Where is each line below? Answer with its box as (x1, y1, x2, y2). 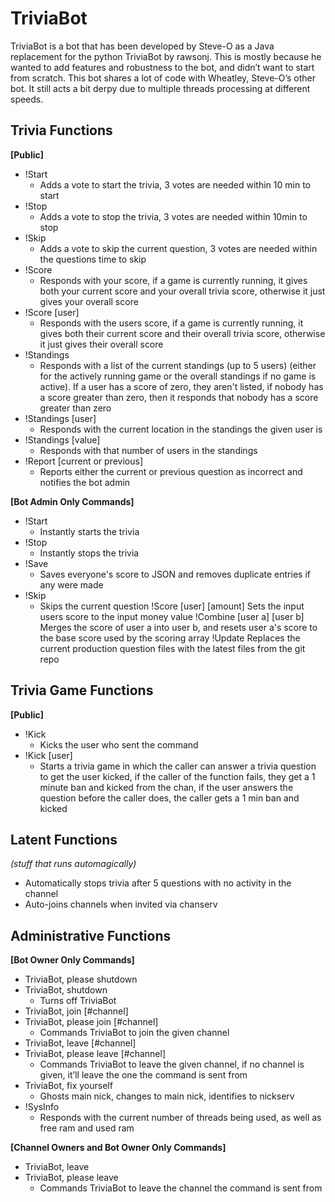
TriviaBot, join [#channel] (24, 1005, 129, 1017)
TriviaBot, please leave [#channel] (24, 1048, 167, 1060)
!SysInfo (24, 1101, 60, 1113)
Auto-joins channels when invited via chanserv (24, 898, 218, 911)
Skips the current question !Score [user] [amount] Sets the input (39, 600, 305, 612)
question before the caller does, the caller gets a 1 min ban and (39, 792, 300, 804)
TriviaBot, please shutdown (24, 973, 138, 986)
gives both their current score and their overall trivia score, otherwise (39, 327, 326, 339)
